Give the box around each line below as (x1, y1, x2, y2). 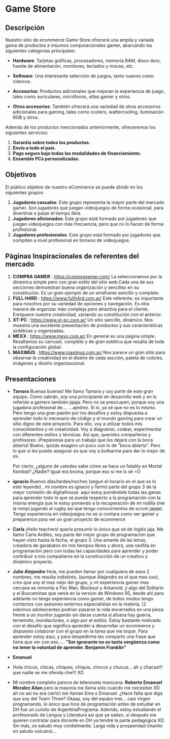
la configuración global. (12, 344, 62, 350)
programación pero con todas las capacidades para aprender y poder (12, 548, 159, 554)
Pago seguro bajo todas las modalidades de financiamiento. (12, 150, 142, 156)
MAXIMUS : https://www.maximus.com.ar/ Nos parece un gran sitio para (12, 349, 165, 355)
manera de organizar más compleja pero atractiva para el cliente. (12, 306, 149, 312)
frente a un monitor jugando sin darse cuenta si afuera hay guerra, (12, 612, 152, 618)
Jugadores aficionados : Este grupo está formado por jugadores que (12, 215, 157, 222)
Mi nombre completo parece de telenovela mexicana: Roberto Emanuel (12, 679, 162, 685)
